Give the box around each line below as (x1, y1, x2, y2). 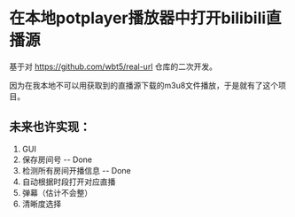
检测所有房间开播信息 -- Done (21, 165, 131, 175)
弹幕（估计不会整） (21, 187, 93, 198)
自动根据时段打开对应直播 (21, 176, 116, 187)
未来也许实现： (9, 120, 91, 135)
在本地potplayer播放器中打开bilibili (9, 8, 267, 28)
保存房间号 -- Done (21, 154, 93, 165)
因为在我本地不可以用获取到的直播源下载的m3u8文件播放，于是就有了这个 (9, 80, 279, 90)
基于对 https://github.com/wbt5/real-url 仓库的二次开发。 (9, 61, 217, 72)
